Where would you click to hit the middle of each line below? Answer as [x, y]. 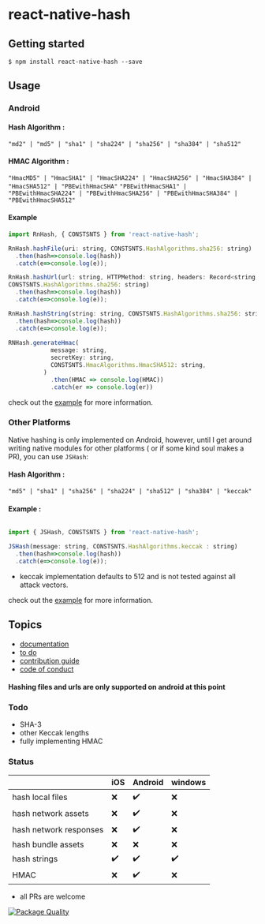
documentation [44, 644]
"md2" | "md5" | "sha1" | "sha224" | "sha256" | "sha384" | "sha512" [125, 144]
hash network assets [50, 814]
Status [21, 761]
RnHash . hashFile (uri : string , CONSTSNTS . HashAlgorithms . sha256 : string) [130, 249]
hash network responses [58, 830]
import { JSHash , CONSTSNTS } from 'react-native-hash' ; [104, 533]
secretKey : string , [82, 358]
